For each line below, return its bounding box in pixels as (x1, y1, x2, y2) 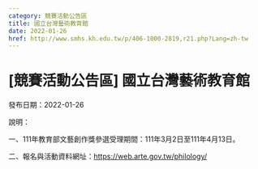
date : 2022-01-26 (8, 27, 67, 35)
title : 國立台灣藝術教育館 (8, 19, 89, 27)
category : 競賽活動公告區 (8, 11, 88, 20)
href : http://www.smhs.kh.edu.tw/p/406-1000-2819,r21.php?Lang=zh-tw (8, 34, 249, 43)
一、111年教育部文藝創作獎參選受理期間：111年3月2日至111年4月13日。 (8, 134, 240, 144)
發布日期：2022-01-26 (8, 100, 84, 110)
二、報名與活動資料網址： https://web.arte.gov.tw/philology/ (8, 151, 208, 162)
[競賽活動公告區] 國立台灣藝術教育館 (8, 72, 250, 90)
